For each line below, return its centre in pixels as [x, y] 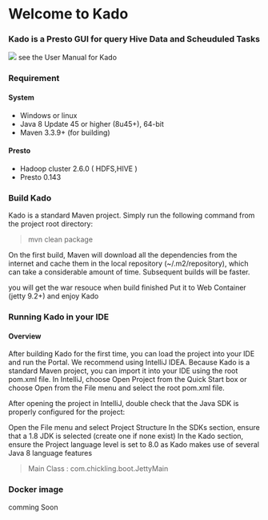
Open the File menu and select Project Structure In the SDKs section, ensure [134, 428]
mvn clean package [60, 240]
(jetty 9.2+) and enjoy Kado [54, 296]
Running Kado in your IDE [59, 317]
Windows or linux [48, 115]
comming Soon [33, 507]
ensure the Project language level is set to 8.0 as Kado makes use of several [134, 445]
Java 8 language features [50, 453]
